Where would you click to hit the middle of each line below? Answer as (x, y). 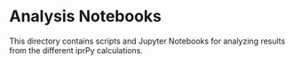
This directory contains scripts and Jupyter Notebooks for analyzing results (147, 41)
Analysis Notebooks (85, 16)
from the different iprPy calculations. (76, 50)
